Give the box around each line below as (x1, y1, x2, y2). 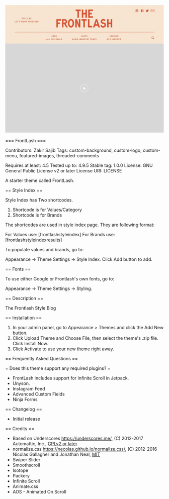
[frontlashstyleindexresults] (5, 237, 62, 243)
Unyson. (12, 380, 30, 386)
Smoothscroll (12, 462, 40, 468)
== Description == (5, 295, 44, 302)
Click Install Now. (12, 341, 49, 347)
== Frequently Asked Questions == (5, 356, 78, 362)
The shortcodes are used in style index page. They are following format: (5, 222, 155, 228)
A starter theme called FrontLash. (5, 177, 74, 183)
